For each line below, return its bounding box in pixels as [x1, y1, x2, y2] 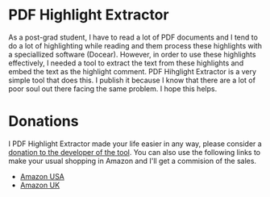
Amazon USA [19, 171, 64, 181]
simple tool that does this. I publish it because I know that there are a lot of [8, 75, 256, 85]
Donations [8, 112, 79, 131]
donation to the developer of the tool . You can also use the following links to [8, 147, 260, 157]
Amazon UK [19, 180, 60, 190]
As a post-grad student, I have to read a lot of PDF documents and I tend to [8, 32, 258, 42]
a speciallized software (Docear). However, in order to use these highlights [8, 49, 256, 59]
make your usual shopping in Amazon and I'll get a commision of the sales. [8, 156, 256, 166]
